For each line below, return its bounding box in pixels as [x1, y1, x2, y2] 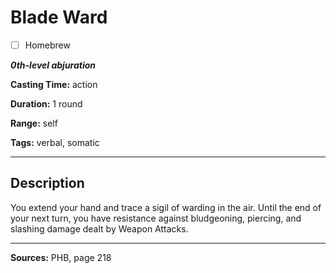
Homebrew [24, 39, 71, 51]
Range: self [10, 117, 58, 129]
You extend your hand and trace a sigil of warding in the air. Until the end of [10, 201, 322, 213]
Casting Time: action [10, 79, 98, 90]
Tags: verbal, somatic [10, 137, 100, 148]
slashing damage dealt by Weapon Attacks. [10, 222, 189, 235]
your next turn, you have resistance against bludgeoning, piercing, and [10, 212, 302, 224]
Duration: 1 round [10, 98, 83, 110]
